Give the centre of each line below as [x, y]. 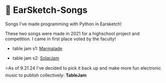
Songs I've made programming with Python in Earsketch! [64, 24]
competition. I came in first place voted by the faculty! [61, 39]
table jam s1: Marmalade [37, 48]
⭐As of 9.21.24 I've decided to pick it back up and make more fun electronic [83, 68]
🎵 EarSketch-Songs [46, 10]
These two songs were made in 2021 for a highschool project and [72, 33]
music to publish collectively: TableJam [46, 75]
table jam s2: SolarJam [36, 58]
